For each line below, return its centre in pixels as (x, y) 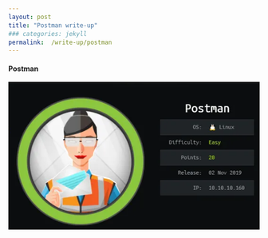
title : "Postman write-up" (53, 25)
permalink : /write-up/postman (60, 42)
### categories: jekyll (48, 34)
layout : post (30, 17)
